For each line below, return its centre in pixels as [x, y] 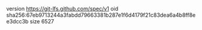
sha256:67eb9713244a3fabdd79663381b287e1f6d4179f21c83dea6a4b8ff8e [101, 15]
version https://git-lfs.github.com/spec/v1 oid [62, 9]
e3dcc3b [17, 21]
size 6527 [42, 21]
